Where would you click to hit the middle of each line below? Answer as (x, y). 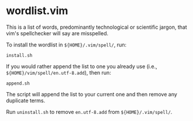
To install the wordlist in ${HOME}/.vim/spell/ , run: (66, 45)
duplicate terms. (26, 100)
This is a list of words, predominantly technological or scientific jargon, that (96, 27)
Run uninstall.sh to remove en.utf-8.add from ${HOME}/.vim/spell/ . (89, 112)
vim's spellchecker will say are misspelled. (57, 33)
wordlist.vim (37, 11)
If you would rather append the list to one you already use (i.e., (82, 66)
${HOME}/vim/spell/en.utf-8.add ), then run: (58, 72)
